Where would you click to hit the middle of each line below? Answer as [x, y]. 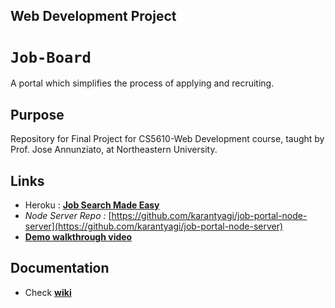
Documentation [60, 268]
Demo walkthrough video [78, 236]
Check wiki [48, 292]
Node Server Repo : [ [68, 215]
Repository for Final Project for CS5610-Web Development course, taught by [167, 139]
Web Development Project [93, 16]
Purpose [37, 114]
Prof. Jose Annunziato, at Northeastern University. [114, 150]
